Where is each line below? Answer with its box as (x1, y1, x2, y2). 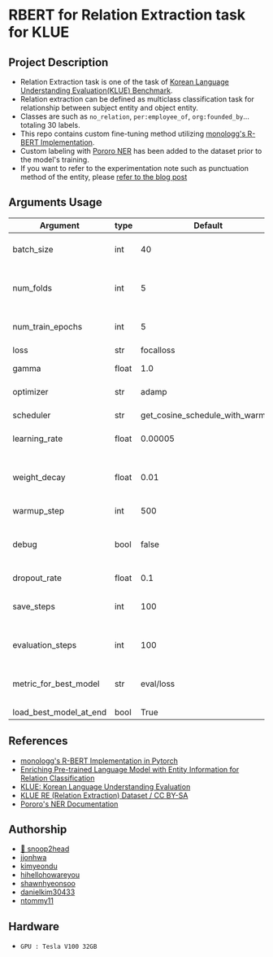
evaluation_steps (12, 639, 77, 650)
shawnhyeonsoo (19, 879, 76, 889)
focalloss (141, 344, 175, 356)
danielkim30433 (19, 887, 76, 897)
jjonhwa (19, 853, 47, 863)
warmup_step (12, 505, 65, 516)
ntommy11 (19, 896, 54, 906)
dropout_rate (12, 572, 63, 583)
